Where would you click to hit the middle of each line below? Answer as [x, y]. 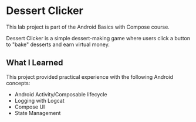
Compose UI [30, 107]
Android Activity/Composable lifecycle [61, 94]
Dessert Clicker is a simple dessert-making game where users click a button [98, 38]
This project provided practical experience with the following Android [90, 76]
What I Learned [35, 63]
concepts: [18, 83]
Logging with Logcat [39, 100]
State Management [38, 113]
